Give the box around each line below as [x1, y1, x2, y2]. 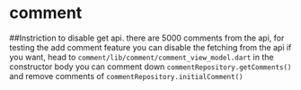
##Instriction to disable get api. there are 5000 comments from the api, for [9, 32, 285, 43]
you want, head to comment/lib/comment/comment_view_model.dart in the [9, 51, 274, 62]
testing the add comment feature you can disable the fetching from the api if [9, 41, 292, 52]
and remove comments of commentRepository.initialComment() [9, 70, 243, 81]
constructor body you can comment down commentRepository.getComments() [9, 61, 292, 72]
